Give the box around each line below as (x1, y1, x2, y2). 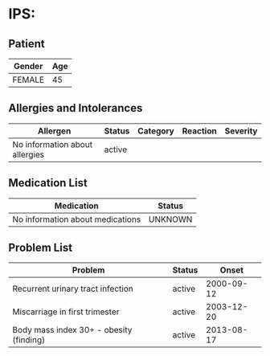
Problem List (8, 241, 73, 255)
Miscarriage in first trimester (12, 306, 120, 317)
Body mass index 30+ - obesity (12, 325, 133, 336)
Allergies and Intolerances (8, 101, 143, 115)
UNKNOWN (148, 214, 193, 225)
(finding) (12, 334, 46, 346)
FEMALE (12, 74, 45, 85)
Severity (224, 125, 258, 137)
